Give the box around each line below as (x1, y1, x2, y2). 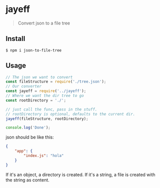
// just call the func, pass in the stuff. (5, 106, 98, 112)
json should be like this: (5, 134, 54, 140)
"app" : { (14, 148, 33, 153)
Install (5, 34, 25, 43)
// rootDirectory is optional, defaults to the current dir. (5, 111, 136, 116)
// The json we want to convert (5, 74, 73, 79)
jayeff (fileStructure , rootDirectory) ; (5, 116, 89, 121)
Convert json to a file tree (17, 20, 70, 26)
